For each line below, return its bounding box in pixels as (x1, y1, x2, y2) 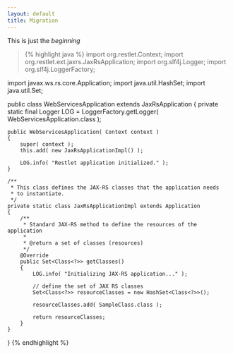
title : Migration (7, 17, 59, 24)
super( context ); (20, 140, 74, 148)
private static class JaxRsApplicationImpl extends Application (7, 202, 201, 209)
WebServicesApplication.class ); (7, 114, 102, 123)
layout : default (7, 10, 55, 18)
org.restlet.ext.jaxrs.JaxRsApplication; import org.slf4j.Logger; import (24, 57, 227, 66)
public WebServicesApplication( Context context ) (7, 128, 160, 135)
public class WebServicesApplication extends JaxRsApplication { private (7, 99, 219, 108)
